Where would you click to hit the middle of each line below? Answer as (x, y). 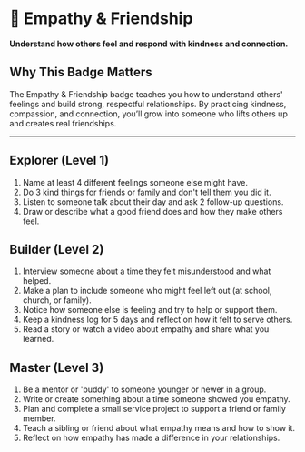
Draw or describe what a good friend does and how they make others (152, 211)
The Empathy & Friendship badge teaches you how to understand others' (146, 94)
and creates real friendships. (63, 123)
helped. (37, 281)
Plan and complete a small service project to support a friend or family (154, 409)
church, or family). (57, 300)
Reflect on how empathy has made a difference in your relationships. (151, 438)
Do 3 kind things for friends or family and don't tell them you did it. (147, 192)
